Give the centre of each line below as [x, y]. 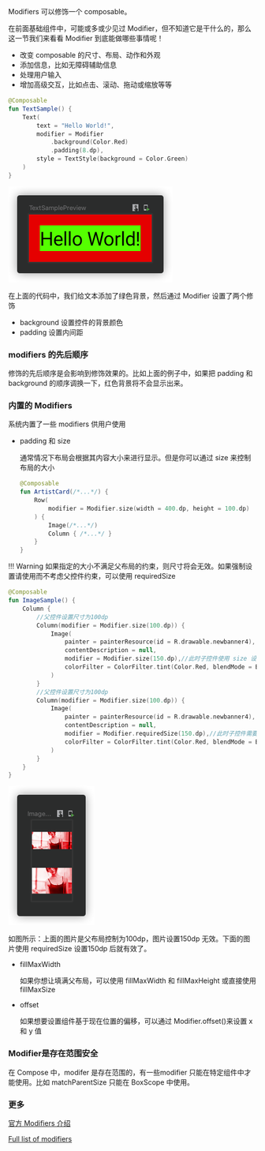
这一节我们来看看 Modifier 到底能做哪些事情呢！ [86, 38]
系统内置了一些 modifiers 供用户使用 [67, 424]
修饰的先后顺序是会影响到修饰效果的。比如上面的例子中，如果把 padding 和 [131, 373]
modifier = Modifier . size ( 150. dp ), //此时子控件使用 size [156, 659]
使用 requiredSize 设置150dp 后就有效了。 [83, 949]
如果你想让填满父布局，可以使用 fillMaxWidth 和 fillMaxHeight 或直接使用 [138, 980]
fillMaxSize [37, 990]
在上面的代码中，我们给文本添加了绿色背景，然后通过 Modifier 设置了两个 [127, 295]
